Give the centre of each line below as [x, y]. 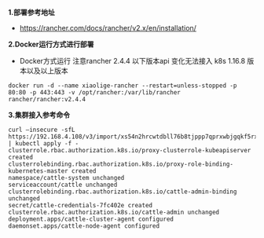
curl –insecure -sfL [42, 130]
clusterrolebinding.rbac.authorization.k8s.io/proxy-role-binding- [121, 164]
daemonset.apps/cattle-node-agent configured [84, 226]
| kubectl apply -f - [44, 144]
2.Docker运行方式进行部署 [51, 44]
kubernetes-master [38, 171]
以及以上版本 [47, 71]
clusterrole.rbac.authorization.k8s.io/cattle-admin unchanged [114, 212]
